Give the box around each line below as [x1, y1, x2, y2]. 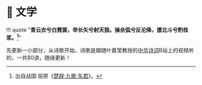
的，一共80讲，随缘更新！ [6, 54, 71, 61]
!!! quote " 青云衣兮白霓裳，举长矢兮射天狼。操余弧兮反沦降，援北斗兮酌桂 [6, 26, 189, 33]
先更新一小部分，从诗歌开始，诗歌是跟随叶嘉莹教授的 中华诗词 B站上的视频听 [6, 46, 194, 53]
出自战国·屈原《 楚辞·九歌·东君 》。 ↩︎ [14, 72, 102, 79]
